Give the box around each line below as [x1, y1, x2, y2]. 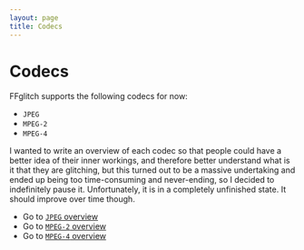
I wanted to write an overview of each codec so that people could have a [9, 145, 282, 156]
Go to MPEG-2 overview [22, 221, 107, 232]
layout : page [9, 13, 59, 23]
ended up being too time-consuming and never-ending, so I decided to [9, 175, 275, 185]
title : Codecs [9, 22, 64, 31]
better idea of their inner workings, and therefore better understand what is [9, 155, 290, 166]
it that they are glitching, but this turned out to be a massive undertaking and [9, 165, 296, 175]
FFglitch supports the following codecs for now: [9, 91, 188, 102]
